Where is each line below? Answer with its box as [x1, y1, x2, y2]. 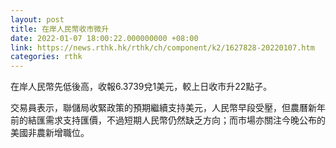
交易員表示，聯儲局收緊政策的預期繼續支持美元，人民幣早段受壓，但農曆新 [10, 102, 317, 114]
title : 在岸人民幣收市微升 [10, 24, 110, 34]
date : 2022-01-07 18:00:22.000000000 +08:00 [10, 33, 199, 43]
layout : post [10, 14, 65, 25]
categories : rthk [10, 52, 83, 62]
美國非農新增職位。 [10, 127, 90, 139]
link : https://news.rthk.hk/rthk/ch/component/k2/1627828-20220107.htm [10, 42, 315, 53]
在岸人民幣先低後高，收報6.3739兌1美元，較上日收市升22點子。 [10, 81, 273, 93]
